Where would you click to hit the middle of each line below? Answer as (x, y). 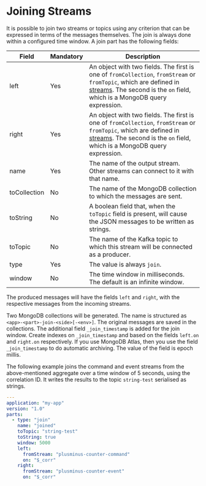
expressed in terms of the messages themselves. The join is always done (99, 34)
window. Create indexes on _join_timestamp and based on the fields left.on (103, 335)
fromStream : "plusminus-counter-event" (73, 471)
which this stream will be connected (141, 246)
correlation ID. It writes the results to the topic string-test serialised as (97, 379)
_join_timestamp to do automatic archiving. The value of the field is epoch (100, 348)
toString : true (37, 437)
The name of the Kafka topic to (133, 239)
